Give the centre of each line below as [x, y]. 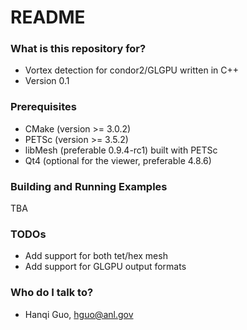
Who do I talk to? [52, 293]
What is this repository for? [78, 49]
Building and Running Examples [89, 186]
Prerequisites [43, 107]
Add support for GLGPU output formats [105, 267]
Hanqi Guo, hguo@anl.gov [79, 314]
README [48, 17]
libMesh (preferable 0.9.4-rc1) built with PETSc [121, 150]
